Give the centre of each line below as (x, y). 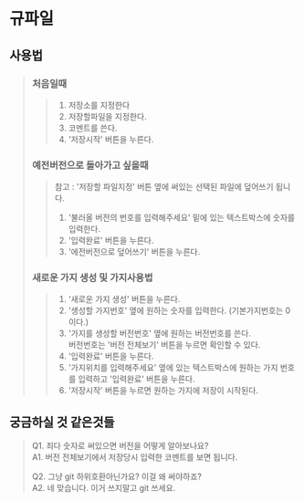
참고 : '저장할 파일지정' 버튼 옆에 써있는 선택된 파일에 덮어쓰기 (164, 187)
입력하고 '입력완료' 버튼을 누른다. (136, 379)
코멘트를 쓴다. (93, 128)
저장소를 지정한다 (99, 105)
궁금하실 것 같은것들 (62, 422)
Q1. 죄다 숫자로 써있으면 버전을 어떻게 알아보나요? (120, 446)
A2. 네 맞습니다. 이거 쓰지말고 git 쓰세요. (104, 488)
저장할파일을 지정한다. (108, 116)
